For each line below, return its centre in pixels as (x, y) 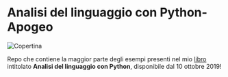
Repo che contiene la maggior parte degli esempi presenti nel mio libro (107, 59)
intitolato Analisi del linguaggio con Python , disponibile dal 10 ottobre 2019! (114, 66)
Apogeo (30, 27)
